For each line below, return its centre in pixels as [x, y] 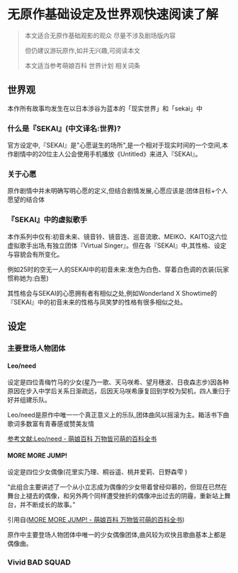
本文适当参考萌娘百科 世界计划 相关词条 [82, 65]
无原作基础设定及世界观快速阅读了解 [113, 15]
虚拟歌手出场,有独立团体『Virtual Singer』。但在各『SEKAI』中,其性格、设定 [117, 245]
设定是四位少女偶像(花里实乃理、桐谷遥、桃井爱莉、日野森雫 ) [97, 472]
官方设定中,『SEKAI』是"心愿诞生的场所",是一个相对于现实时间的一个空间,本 [118, 145]
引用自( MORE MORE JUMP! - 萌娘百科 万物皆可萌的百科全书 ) [96, 520]
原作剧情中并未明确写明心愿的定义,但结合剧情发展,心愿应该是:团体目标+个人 [118, 191]
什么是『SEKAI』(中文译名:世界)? [64, 128]
